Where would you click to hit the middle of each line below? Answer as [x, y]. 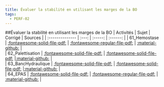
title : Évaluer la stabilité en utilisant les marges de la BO [71, 10]
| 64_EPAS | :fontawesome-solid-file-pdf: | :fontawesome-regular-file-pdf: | [82, 74]
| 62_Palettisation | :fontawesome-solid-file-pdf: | [55, 53]
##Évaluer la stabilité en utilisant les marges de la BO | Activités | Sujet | [78, 33]
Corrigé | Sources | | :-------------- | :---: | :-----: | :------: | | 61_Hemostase [82, 38]
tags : [11, 14]
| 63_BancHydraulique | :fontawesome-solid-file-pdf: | [60, 64]
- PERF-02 [19, 19]
